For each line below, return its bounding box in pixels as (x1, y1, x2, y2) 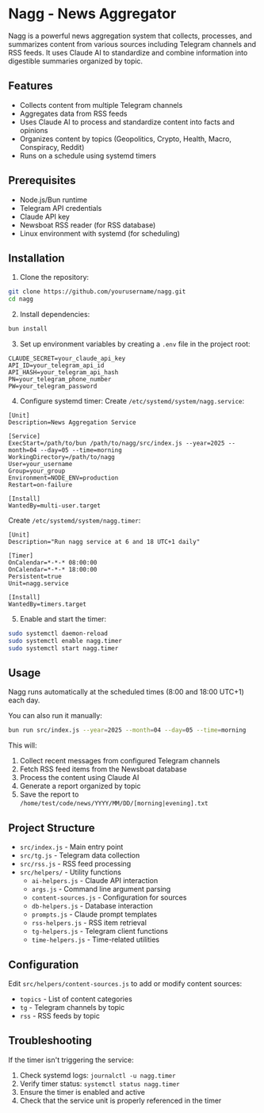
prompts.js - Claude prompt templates (31, 909, 157, 920)
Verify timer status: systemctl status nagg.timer (19, 1079, 180, 1088)
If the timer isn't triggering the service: (8, 1055, 134, 1065)
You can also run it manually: (8, 711, 103, 721)
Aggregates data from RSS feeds (19, 109, 128, 118)
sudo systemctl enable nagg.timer (8, 637, 123, 644)
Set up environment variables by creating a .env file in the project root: (19, 339, 251, 349)
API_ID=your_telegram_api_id (8, 361, 105, 369)
